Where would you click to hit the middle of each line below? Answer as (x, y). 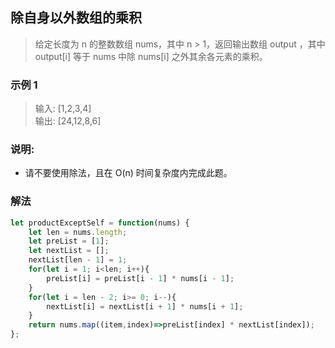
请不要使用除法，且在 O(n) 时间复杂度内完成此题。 (128, 173)
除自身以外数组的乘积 (76, 18)
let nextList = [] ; (69, 251)
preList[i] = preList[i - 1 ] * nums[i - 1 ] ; (140, 278)
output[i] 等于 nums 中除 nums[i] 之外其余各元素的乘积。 (151, 56)
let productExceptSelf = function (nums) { (100, 223)
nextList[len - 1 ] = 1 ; (78, 260)
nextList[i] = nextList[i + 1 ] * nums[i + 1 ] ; (145, 306)
